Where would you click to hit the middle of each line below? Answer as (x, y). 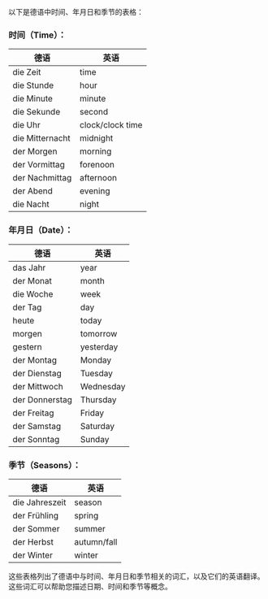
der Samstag (37, 426)
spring (86, 515)
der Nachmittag (42, 178)
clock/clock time (111, 125)
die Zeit (27, 72)
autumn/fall (96, 541)
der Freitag (33, 413)
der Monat (32, 280)
